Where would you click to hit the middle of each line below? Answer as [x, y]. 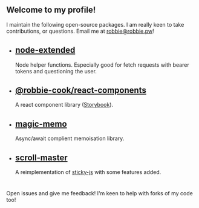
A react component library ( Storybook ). [64, 105]
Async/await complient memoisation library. [70, 138]
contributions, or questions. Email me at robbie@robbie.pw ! [80, 31]
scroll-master [41, 157]
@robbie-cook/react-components [80, 90]
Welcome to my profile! [51, 10]
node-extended [45, 50]
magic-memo [41, 124]
